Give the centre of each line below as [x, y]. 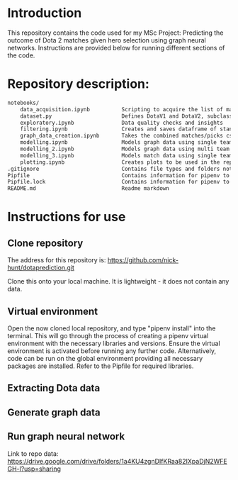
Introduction [45, 13]
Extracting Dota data [54, 388]
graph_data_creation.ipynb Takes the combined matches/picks [121, 136]
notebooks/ [23, 103]
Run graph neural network [66, 436]
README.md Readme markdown [89, 189]
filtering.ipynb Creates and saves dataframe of [119, 129]
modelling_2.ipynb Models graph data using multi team [125, 149]
